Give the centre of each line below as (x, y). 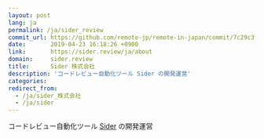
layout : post (29, 15)
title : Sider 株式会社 (52, 67)
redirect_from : (33, 88)
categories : (27, 81)
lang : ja (22, 23)
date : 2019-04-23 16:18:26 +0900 (73, 45)
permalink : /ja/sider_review (56, 30)
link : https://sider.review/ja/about (81, 52)
